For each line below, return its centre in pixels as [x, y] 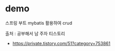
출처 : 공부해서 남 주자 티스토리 [35, 33]
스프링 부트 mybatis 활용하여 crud [39, 23]
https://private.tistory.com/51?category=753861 [61, 43]
